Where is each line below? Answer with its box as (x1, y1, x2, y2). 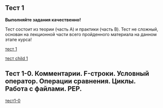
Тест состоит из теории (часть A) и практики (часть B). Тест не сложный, (5, 26, 159, 32)
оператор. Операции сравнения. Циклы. (5, 77, 136, 86)
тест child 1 (5, 55, 28, 61)
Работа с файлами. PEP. (5, 85, 82, 93)
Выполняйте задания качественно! (5, 17, 81, 22)
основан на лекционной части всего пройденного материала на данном (5, 31, 157, 37)
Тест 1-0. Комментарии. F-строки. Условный (5, 70, 149, 78)
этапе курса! (5, 36, 32, 42)
